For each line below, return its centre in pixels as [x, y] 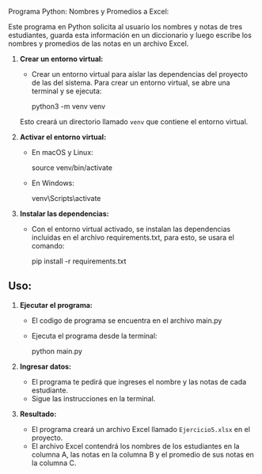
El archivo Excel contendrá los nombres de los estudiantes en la [135, 446]
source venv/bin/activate [72, 168]
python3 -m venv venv [68, 106]
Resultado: [38, 414]
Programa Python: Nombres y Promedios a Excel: [89, 11]
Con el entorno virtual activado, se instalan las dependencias [131, 229]
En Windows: [53, 183]
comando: [48, 246]
